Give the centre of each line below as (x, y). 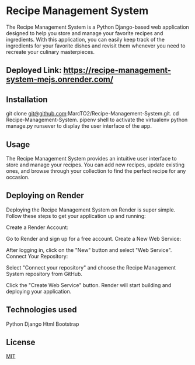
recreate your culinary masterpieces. (51, 52)
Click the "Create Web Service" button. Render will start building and (89, 285)
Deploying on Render (45, 195)
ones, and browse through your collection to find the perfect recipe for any (96, 170)
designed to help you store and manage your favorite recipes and (85, 33)
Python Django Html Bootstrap (43, 324)
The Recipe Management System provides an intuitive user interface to (91, 158)
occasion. (18, 177)
